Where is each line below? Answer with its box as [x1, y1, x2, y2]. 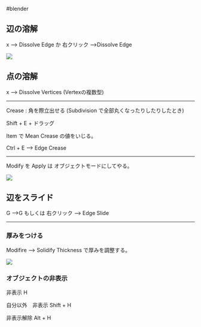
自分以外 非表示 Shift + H [6, 302, 72, 309]
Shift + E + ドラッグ [6, 119, 55, 126]
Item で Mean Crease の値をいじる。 [6, 132, 97, 140]
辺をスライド [6, 193, 54, 203]
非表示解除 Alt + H [6, 314, 51, 322]
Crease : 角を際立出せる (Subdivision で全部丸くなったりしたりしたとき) [6, 107, 184, 114]
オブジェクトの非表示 [6, 274, 68, 282]
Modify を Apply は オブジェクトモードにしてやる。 [6, 162, 133, 169]
